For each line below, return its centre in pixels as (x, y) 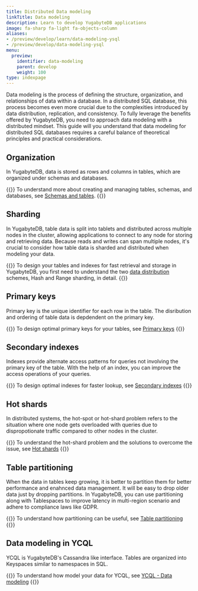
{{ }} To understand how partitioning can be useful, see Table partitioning (95, 518)
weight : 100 (31, 72)
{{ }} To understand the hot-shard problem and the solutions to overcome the (99, 443)
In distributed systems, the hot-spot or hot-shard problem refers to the (92, 419)
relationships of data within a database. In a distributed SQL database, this (97, 101)
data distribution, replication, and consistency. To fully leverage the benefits (98, 114)
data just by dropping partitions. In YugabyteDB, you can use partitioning (95, 494)
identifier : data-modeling (50, 61)
